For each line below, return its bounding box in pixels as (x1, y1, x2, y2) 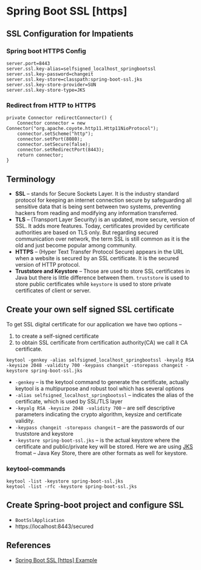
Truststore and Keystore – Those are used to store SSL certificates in (15, 267, 190, 275)
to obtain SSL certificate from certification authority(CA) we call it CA (15, 338, 188, 346)
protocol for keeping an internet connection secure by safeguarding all (15, 196, 192, 204)
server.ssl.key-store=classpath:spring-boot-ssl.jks (6, 76, 143, 83)
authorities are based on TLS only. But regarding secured (15, 228, 158, 236)
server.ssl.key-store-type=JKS (6, 87, 86, 93)
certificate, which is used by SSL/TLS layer (15, 397, 123, 405)
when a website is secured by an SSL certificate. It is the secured (15, 254, 179, 262)
